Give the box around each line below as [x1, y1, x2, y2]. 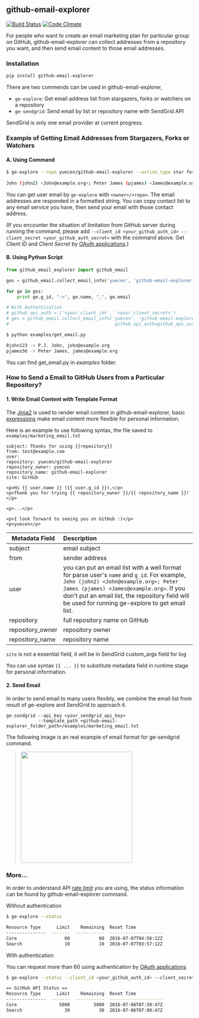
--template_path [37, 717, 78, 724]
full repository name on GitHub [63, 616, 149, 624]
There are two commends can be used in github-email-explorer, [6, 83, 163, 91]
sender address [63, 554, 107, 562]
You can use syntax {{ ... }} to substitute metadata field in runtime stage [6, 662, 188, 669]
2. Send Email [6, 682, 40, 689]
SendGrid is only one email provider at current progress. [6, 119, 143, 126]
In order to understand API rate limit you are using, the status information [6, 885, 184, 892]
